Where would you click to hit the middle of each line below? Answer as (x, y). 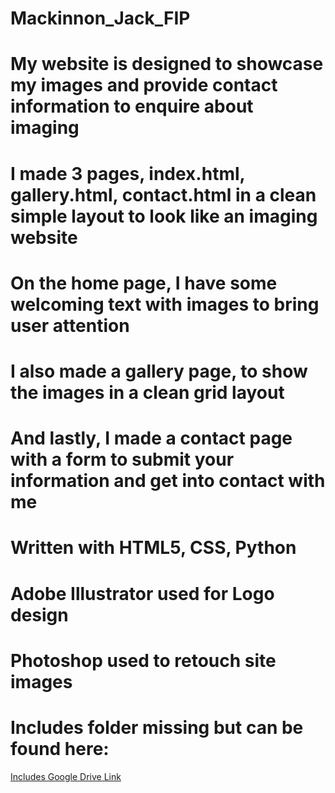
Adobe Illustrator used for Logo (142, 593)
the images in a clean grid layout (147, 392)
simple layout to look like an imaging (164, 216)
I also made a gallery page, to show (159, 371)
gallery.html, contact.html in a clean (163, 194)
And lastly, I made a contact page (151, 438)
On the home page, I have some (144, 283)
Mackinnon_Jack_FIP (100, 18)
